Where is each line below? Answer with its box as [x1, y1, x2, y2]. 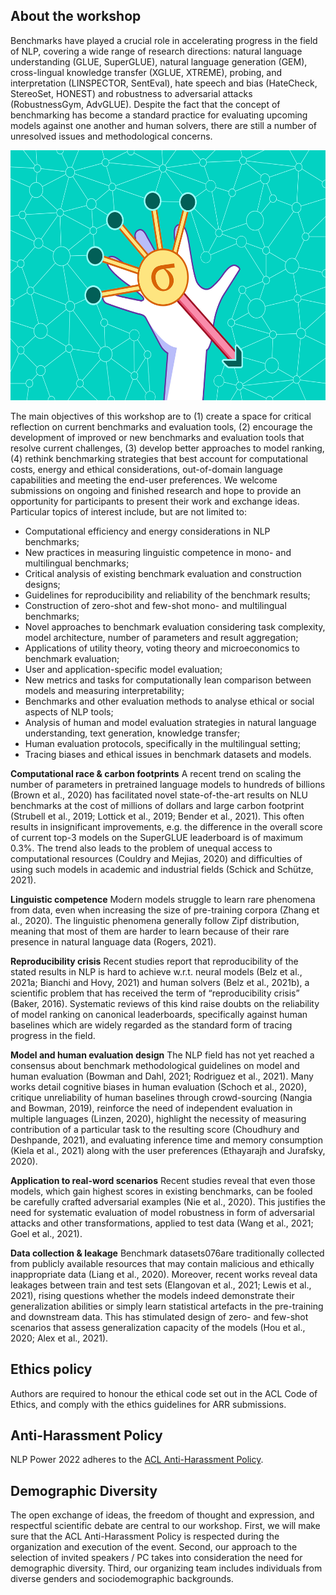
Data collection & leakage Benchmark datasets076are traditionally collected [10, 1247, 325, 1259]
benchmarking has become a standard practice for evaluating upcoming [10, 109, 308, 121]
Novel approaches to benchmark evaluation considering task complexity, [24, 620, 326, 633]
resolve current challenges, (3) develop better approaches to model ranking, [10, 442, 325, 454]
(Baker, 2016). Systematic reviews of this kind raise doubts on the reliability [10, 997, 320, 1009]
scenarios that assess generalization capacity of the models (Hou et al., [10, 1321, 306, 1333]
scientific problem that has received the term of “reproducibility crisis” [10, 987, 300, 999]
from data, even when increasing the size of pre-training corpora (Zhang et [10, 904, 320, 916]
